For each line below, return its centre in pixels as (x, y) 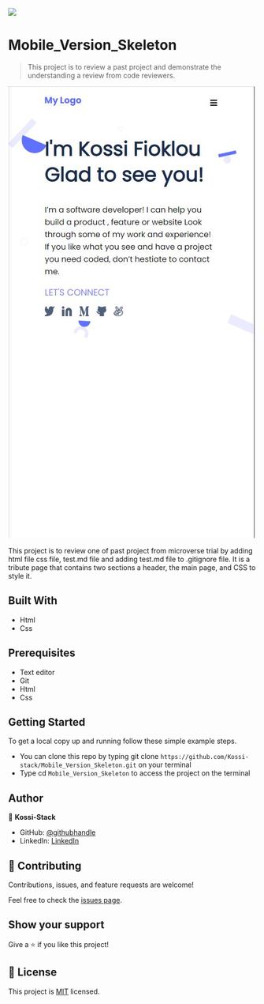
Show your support (56, 925)
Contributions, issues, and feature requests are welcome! (101, 885)
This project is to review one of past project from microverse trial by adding (130, 550)
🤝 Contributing (45, 866)
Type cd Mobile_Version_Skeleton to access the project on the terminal (135, 773)
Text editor (37, 672)
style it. (20, 576)
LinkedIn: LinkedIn (49, 841)
